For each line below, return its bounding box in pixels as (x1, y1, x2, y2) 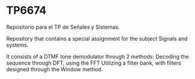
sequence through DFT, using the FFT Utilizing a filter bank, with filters (6, 59, 181, 66)
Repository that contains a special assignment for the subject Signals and (6, 35, 188, 42)
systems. (6, 41, 29, 48)
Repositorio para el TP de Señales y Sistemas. (6, 23, 120, 31)
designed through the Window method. (6, 65, 103, 72)
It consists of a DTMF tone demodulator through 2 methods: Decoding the (6, 53, 189, 60)
